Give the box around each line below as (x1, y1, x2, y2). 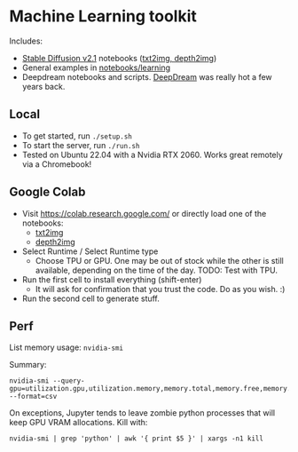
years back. (21, 81, 66, 91)
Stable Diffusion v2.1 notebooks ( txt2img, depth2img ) (21, 52, 217, 63)
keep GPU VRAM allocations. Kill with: (9, 417, 148, 428)
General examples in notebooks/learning (21, 62, 171, 73)
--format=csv (9, 393, 58, 401)
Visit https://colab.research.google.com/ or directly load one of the (21, 208, 267, 218)
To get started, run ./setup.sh (21, 131, 133, 141)
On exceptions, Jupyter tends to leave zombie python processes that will (9, 408, 276, 418)
